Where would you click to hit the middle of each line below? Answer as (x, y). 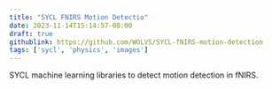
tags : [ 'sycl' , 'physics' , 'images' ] (79, 50)
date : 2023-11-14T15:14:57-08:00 (71, 26)
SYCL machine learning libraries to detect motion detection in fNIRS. (134, 75)
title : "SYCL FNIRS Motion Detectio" (79, 17)
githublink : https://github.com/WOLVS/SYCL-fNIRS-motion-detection (136, 42)
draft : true (31, 33)
